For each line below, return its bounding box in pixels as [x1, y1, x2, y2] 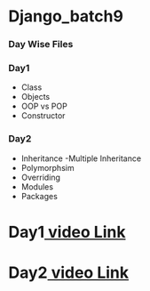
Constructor [20, 110, 66, 121]
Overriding [20, 172, 61, 182]
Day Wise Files [8, 38, 74, 51]
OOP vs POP [20, 101, 67, 112]
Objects [20, 92, 51, 102]
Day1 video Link [8, 222, 126, 242]
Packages [20, 190, 59, 201]
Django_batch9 [8, 6, 123, 27]
